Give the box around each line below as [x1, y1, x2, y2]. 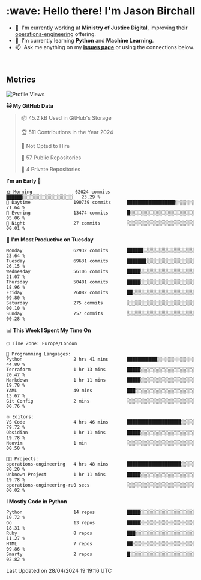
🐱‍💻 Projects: [6, 455, 39, 462]
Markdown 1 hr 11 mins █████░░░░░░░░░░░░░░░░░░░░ [6, 377, 195, 383]
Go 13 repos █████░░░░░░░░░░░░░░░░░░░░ [6, 519, 195, 525]
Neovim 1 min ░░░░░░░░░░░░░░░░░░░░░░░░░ [6, 440, 195, 446]
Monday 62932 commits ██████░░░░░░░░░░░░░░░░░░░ [6, 247, 195, 253]
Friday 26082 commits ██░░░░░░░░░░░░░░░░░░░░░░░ [6, 289, 195, 295]
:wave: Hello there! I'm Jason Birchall [6, 4, 196, 18]
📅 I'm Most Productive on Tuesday [6, 235, 94, 243]
